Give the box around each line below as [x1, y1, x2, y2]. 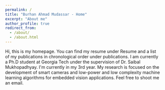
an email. [5, 80, 24, 86]
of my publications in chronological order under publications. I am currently [5, 53, 159, 59]
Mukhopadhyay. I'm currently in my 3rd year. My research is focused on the [5, 64, 160, 70]
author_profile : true [5, 21, 50, 26]
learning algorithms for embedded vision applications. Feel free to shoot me [5, 75, 160, 81]
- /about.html [9, 35, 39, 40]
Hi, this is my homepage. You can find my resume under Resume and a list [5, 48, 157, 54]
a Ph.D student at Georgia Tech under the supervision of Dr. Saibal [5, 59, 141, 65]
